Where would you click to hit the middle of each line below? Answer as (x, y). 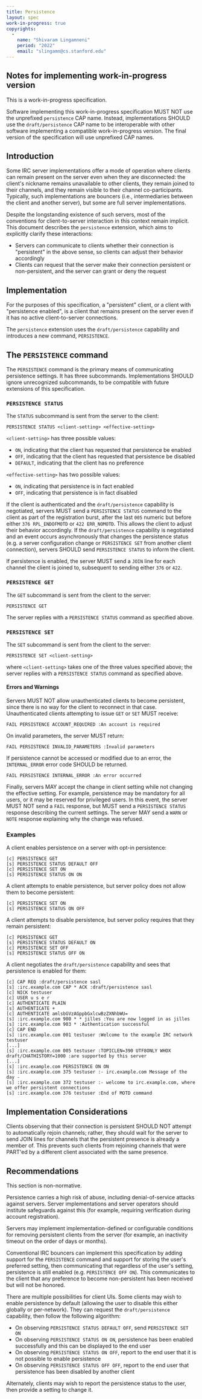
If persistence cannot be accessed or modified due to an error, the (89, 758)
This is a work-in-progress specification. (57, 100)
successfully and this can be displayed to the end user (83, 1346)
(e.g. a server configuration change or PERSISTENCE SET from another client (99, 543)
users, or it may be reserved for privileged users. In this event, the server (97, 800)
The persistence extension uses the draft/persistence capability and (93, 330)
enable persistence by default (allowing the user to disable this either (92, 1303)
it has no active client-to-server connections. (62, 318)
